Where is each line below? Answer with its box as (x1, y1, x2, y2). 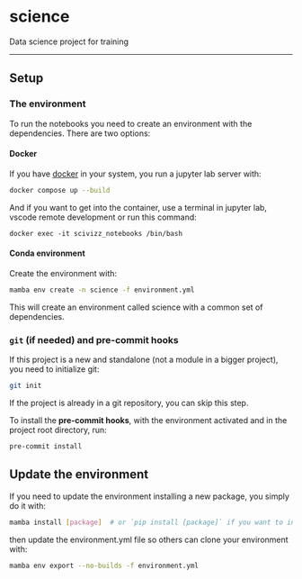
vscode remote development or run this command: (9, 212, 198, 222)
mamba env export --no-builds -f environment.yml (9, 561, 200, 570)
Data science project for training (9, 36, 129, 47)
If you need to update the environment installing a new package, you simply (9, 491, 290, 502)
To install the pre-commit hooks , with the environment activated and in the (9, 414, 288, 425)
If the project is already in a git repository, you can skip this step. (9, 397, 249, 408)
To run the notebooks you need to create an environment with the (9, 118, 253, 129)
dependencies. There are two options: (9, 128, 151, 139)
